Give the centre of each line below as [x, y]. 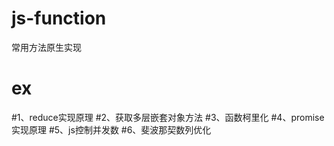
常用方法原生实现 [46, 47]
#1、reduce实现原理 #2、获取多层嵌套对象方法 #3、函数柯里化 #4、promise [168, 117]
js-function [59, 18]
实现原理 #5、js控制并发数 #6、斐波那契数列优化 [111, 129]
